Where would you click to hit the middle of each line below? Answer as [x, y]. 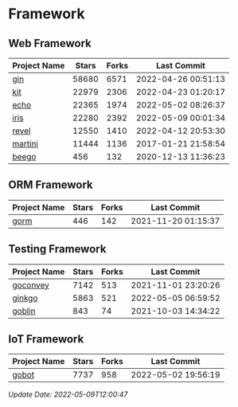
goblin [24, 311]
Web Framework [50, 43]
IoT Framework [46, 339]
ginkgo [25, 298]
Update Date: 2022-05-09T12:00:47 [68, 394]
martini [25, 144]
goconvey [31, 285]
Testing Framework [57, 249]
